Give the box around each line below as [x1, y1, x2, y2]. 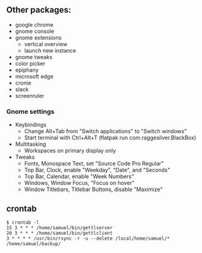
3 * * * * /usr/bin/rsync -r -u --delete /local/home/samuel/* [6, 235, 170, 241]
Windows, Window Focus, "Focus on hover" [24, 179, 135, 187]
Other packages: [6, 5, 71, 15]
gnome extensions [15, 33, 62, 41]
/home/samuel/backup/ [6, 240, 61, 247]
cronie [15, 79, 32, 86]
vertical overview [24, 40, 68, 47]
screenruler [15, 92, 44, 99]
